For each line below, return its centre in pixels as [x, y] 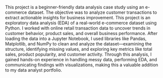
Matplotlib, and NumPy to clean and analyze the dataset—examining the [79, 44]
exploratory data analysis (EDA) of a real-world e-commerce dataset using [81, 23]
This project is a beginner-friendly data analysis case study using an [75, 7]
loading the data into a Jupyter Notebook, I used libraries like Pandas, [76, 39]
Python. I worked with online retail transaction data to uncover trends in [78, 28]
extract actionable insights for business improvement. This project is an [78, 18]
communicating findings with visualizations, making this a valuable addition [82, 65]
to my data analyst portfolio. [34, 70]
